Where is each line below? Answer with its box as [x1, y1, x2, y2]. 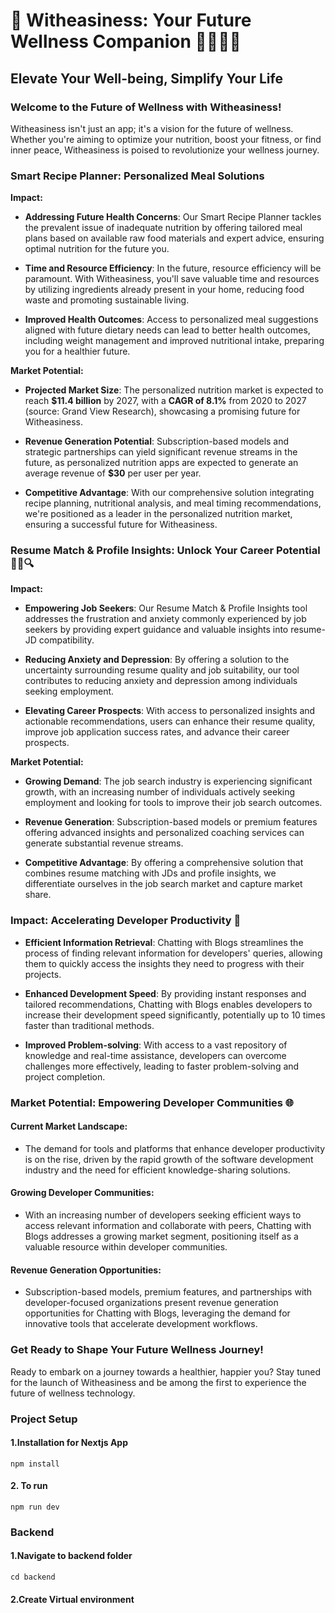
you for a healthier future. [24, 345, 131, 358]
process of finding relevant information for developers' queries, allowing [24, 947, 323, 959]
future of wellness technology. [10, 1387, 136, 1399]
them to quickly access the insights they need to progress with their [24, 957, 305, 969]
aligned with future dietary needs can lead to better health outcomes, [24, 324, 311, 336]
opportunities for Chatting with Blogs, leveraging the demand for [24, 1307, 291, 1319]
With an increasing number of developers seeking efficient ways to [24, 1209, 302, 1221]
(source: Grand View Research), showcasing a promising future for [24, 405, 301, 418]
